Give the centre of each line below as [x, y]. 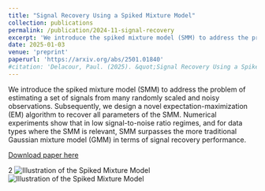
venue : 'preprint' [38, 52]
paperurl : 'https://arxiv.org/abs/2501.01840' [86, 60]
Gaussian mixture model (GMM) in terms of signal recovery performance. [127, 140]
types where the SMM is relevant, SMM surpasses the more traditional [123, 131]
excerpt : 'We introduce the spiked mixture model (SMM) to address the [128, 37]
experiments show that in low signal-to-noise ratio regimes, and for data [125, 122]
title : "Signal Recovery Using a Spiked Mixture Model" [102, 15]
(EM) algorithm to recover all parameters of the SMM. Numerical [112, 114]
